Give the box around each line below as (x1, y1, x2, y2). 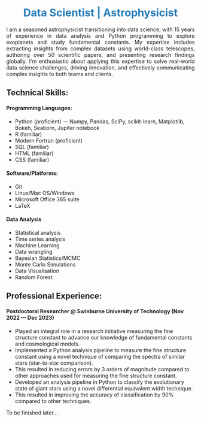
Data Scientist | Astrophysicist (23, 6, 178, 20)
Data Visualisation (14, 267, 60, 274)
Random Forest (14, 273, 53, 281)
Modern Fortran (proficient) (14, 137, 83, 144)
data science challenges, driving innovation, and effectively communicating (6, 63, 195, 71)
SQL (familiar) (14, 143, 49, 150)
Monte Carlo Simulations (14, 261, 76, 268)
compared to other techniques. (14, 397, 92, 404)
